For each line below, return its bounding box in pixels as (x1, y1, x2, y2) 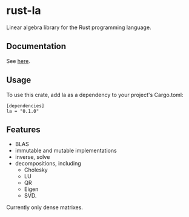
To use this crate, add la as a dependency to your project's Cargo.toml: (6, 91, 184, 98)
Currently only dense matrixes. (6, 204, 84, 211)
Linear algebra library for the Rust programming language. (6, 24, 151, 31)
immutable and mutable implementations (15, 147, 117, 155)
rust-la (6, 4, 41, 18)
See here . (6, 57, 30, 64)
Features (6, 124, 41, 135)
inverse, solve (15, 153, 50, 161)
